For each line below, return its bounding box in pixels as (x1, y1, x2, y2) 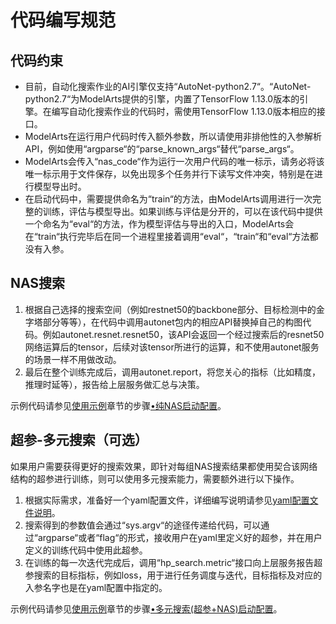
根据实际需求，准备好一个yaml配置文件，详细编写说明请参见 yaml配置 (24, 494, 310, 506)
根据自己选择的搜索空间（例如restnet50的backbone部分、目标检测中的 (24, 303, 317, 315)
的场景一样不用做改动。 (24, 353, 122, 365)
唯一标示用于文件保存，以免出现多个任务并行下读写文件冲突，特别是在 (24, 168, 315, 180)
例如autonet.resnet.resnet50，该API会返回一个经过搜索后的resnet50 (42, 328, 325, 340)
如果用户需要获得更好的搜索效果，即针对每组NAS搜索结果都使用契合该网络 (10, 460, 318, 472)
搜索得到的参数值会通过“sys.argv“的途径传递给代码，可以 (24, 519, 262, 531)
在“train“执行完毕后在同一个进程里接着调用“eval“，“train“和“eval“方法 (24, 231, 310, 242)
